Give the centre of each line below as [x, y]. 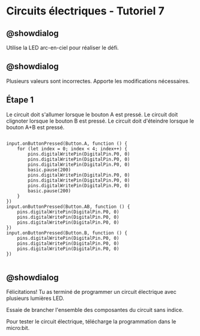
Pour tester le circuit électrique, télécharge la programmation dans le [91, 322]
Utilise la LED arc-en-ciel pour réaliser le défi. [62, 47]
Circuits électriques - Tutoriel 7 [85, 11]
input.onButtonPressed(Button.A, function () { [67, 143]
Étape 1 [20, 100]
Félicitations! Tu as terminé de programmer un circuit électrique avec [91, 292]
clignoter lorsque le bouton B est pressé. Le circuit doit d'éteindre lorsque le [100, 121]
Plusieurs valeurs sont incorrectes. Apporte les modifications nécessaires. [98, 81]
